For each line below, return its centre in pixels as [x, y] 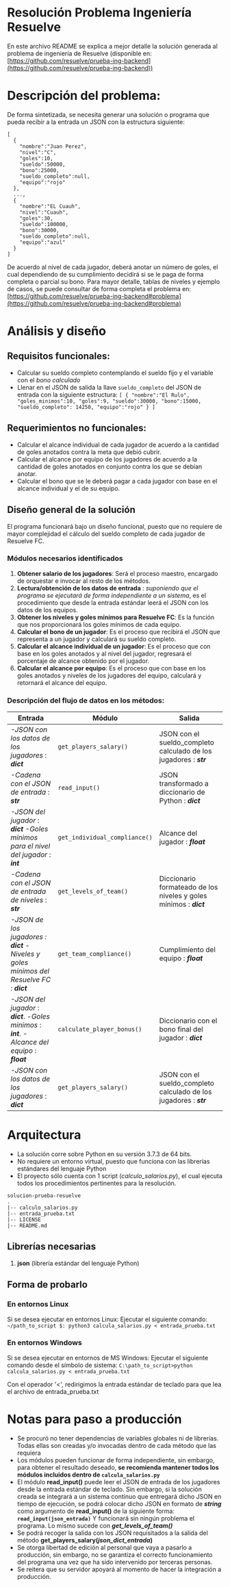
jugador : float [182, 842]
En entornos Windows [44, 1342]
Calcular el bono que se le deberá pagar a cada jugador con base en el [117, 481]
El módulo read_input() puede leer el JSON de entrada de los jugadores [118, 1482]
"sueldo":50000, [43, 164]
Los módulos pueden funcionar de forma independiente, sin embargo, [116, 1460]
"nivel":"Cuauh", [44, 212]
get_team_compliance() [95, 954]
